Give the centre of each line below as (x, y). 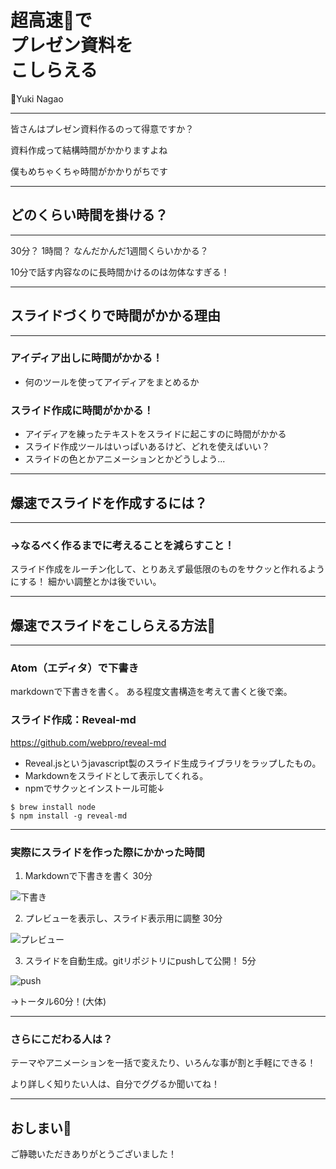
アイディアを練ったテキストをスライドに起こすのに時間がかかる (155, 434)
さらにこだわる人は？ (61, 1039)
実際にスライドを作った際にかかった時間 (107, 852)
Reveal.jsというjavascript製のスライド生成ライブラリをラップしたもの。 (173, 763)
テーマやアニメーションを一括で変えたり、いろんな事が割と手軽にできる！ (163, 1063)
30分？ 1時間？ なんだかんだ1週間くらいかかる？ (109, 250)
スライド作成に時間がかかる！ (82, 410)
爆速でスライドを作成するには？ (109, 502)
